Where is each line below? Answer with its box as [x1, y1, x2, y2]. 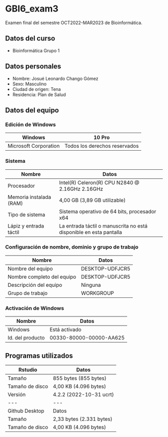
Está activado [49, 326, 81, 333]
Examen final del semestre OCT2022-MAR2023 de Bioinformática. [5, 20, 142, 26]
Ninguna [80, 281, 101, 288]
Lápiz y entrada [7, 222, 44, 229]
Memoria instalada [7, 193, 51, 200]
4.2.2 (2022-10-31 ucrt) [52, 391, 114, 398]
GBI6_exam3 [5, 3, 58, 15]
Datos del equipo [5, 106, 59, 115]
